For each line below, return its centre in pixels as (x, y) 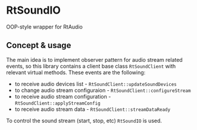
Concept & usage (39, 45)
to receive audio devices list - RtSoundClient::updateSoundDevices (96, 84)
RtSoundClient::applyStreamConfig (57, 103)
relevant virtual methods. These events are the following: (76, 72)
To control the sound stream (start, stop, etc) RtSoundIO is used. (84, 121)
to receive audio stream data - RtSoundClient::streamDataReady (93, 109)
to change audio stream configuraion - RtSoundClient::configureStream (103, 90)
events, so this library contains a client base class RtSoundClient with (91, 66)
